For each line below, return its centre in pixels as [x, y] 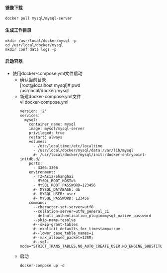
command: [38, 203]
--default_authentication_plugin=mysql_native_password [92, 216]
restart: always [46, 137]
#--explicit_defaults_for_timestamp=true [77, 229]
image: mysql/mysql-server [57, 129]
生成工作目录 [18, 30]
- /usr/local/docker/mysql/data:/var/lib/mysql [83, 150]
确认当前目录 [33, 79]
